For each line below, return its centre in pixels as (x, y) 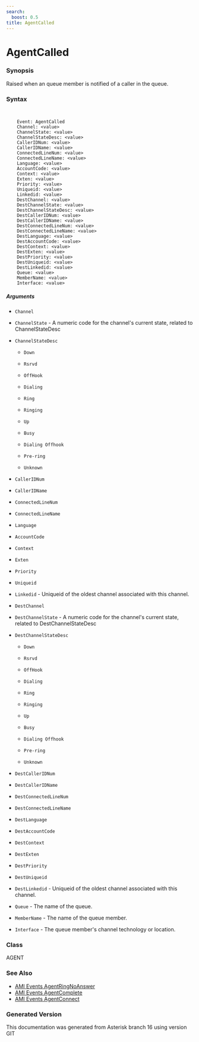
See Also (19, 973)
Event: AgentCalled (41, 122)
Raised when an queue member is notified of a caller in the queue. (87, 83)
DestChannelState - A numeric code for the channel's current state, (97, 617)
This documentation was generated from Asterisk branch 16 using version (97, 1027)
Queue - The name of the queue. (53, 906)
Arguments (20, 296)
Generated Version (34, 1014)
